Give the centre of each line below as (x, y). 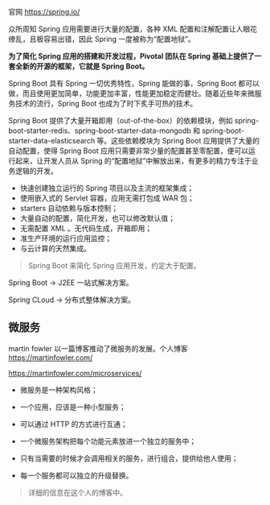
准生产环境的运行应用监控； (66, 238)
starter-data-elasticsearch (52, 141)
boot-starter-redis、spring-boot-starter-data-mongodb (100, 130)
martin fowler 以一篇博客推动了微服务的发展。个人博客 (98, 348)
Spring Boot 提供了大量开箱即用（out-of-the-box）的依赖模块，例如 (121, 120)
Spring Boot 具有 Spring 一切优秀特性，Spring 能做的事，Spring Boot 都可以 (134, 83)
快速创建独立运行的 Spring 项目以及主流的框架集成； (107, 188)
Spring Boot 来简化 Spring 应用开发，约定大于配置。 (114, 265)
